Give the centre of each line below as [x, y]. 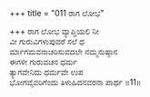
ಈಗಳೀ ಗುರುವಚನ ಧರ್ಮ [44, 62]
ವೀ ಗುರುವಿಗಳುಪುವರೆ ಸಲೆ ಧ [47, 41]
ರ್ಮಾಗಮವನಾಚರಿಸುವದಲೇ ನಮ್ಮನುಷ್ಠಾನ [64, 52]
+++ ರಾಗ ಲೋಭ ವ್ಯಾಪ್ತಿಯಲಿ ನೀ [55, 31]
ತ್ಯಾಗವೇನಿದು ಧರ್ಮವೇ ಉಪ [46, 72]
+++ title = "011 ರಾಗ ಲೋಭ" [57, 13]
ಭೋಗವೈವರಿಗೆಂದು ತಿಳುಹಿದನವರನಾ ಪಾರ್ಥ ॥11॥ [75, 82]
